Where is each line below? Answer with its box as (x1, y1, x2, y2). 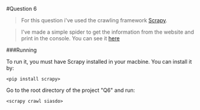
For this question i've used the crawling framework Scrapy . (20, 17, 167, 23)
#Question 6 (6, 5, 37, 12)
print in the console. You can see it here (20, 35, 120, 41)
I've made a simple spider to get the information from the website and (20, 28, 195, 35)
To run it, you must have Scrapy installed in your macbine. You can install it (6, 58, 192, 65)
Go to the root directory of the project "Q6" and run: (6, 87, 136, 94)
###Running (6, 46, 37, 53)
